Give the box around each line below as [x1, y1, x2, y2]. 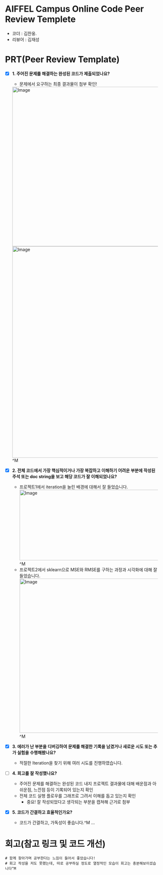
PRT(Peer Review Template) [5, 54, 120, 65]
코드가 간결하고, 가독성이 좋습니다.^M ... [19, 819, 95, 826]
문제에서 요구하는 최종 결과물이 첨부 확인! [19, 81, 98, 87]
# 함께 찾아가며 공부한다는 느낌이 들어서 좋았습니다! [5, 856, 96, 861]
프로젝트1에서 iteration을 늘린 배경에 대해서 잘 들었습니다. [19, 484, 129, 490]
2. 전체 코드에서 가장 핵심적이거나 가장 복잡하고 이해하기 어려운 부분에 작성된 [12, 467, 156, 473]
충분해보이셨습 [132, 861, 156, 866]
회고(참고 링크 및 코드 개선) [5, 838, 106, 850]
